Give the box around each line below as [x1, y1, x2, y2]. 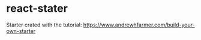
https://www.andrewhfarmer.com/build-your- [83, 21, 195, 28]
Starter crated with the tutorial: [6, 21, 82, 28]
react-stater [6, 2, 68, 15]
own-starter [6, 27, 36, 34]
